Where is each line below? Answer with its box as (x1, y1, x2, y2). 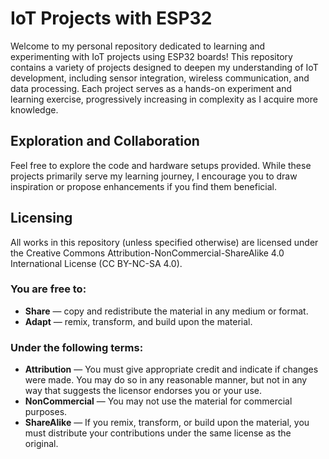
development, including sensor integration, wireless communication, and (10, 72, 310, 84)
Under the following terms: (10, 340, 144, 354)
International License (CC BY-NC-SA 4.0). (10, 257, 183, 269)
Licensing (10, 210, 73, 227)
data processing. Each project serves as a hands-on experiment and (10, 82, 293, 94)
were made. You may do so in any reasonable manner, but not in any (24, 374, 308, 386)
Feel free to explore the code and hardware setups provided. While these (10, 159, 312, 171)
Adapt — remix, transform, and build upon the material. (24, 315, 253, 327)
